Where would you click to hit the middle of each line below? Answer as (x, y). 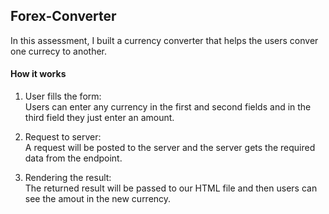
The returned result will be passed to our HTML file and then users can (171, 188)
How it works (38, 74)
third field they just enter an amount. (99, 118)
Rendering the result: (68, 178)
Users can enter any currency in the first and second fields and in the (168, 107)
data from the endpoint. (73, 158)
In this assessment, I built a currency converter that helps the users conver (164, 40)
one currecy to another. (59, 51)
